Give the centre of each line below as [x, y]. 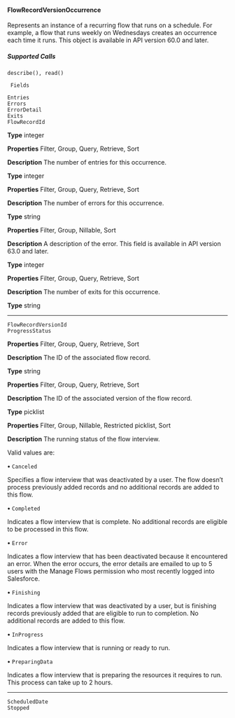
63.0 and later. [28, 251]
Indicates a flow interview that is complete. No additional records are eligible [117, 522]
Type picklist [26, 412]
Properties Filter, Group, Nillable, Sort [62, 230]
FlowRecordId [26, 123]
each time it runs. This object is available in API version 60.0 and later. [108, 40]
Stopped [19, 708]
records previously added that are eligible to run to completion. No [103, 614]
